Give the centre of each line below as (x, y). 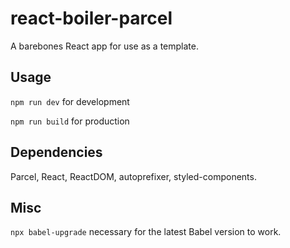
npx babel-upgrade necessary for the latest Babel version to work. (146, 232)
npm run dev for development (70, 101)
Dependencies (56, 152)
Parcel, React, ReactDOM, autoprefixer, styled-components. (133, 176)
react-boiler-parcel (91, 18)
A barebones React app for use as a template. (104, 46)
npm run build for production (70, 121)
